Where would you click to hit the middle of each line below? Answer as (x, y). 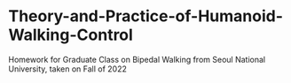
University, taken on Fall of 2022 (68, 69)
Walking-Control (71, 35)
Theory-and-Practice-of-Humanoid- (146, 16)
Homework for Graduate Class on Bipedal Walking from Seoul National (137, 59)
